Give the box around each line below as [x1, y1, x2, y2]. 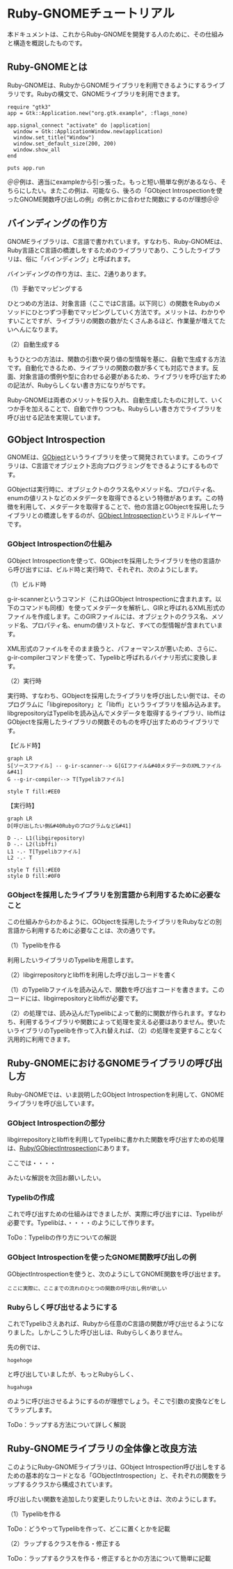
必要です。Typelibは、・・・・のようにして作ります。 [7, 1219, 158, 1227]
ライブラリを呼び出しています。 [7, 1099, 99, 1107]
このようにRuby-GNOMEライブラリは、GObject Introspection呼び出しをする [7, 1462, 226, 1471]
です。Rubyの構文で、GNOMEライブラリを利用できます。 [19, 89, 184, 98]
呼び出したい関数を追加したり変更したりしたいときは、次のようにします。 [7, 1494, 220, 1503]
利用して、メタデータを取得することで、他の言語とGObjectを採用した [19, 502, 219, 511]
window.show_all [13, 146, 61, 153]
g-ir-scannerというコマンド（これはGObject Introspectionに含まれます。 [7, 594, 216, 603]
